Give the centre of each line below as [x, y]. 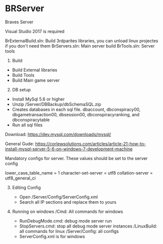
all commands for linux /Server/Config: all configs [69, 231]
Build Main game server [36, 80]
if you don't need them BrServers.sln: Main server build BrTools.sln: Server [80, 46]
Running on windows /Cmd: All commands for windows [67, 211]
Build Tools [23, 75]
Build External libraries [35, 70]
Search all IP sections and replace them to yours [68, 202]
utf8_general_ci [20, 178]
